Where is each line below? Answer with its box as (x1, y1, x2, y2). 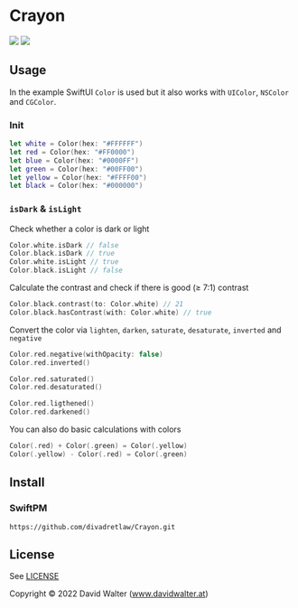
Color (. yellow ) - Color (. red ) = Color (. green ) (9, 449, 188, 459)
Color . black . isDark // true (9, 249, 116, 258)
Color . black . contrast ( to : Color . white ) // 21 (9, 300, 183, 309)
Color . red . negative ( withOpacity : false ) (9, 350, 164, 359)
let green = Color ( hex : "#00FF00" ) (9, 164, 144, 173)
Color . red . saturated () (9, 374, 95, 384)
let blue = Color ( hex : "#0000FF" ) (9, 155, 140, 165)
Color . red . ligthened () (9, 399, 95, 408)
